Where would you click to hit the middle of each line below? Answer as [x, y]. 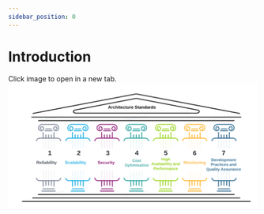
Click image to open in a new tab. [62, 78]
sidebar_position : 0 [42, 17]
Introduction [50, 56]
